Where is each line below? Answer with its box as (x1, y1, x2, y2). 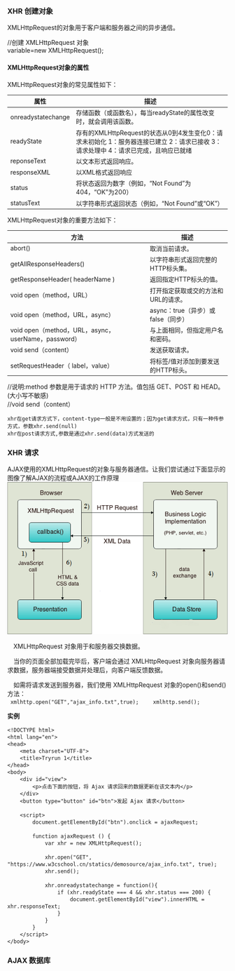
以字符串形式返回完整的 (150, 255, 218, 264)
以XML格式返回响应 (76, 168, 133, 176)
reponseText (10, 156, 47, 166)
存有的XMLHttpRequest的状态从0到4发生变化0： (76, 128, 217, 137)
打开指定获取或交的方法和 (150, 286, 224, 295)
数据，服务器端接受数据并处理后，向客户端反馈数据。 (13, 666, 166, 674)
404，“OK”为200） (76, 188, 133, 196)
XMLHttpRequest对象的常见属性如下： (7, 80, 118, 88)
